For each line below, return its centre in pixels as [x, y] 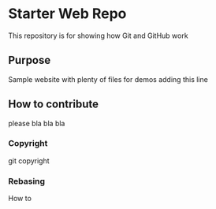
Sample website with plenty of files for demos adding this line [108, 79]
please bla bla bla [37, 123]
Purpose [30, 60]
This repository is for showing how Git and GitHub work [98, 35]
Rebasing [27, 181]
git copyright [29, 160]
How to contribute [54, 104]
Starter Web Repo [67, 14]
